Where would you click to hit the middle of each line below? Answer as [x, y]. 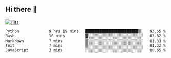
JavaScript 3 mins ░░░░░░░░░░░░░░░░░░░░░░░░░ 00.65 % [86, 50]
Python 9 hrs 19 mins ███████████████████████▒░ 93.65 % [86, 31]
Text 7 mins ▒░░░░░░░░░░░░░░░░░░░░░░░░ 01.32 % [86, 46]
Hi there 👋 [21, 9]
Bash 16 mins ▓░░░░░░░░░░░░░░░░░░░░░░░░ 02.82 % [86, 36]
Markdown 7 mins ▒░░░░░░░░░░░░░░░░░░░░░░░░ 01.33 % [86, 41]
